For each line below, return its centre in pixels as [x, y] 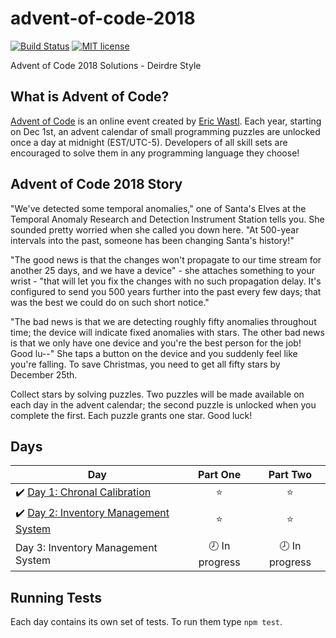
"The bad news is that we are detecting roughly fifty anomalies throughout [163, 321]
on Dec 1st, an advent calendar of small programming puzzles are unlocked [165, 131]
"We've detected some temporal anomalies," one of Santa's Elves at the [158, 208]
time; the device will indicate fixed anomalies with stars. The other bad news [167, 332]
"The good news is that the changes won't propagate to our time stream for [166, 259]
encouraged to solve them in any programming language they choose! [155, 153]
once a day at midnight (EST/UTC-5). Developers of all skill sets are [149, 142]
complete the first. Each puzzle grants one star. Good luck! [131, 415]
